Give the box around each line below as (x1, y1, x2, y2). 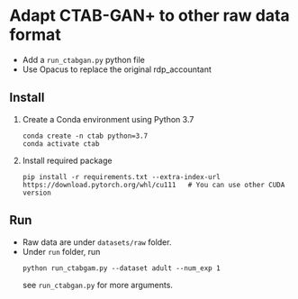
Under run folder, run (22, 246, 101, 257)
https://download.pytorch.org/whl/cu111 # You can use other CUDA (22, 180, 285, 189)
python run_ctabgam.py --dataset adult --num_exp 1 (22, 263, 221, 273)
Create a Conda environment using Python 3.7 (22, 113, 194, 124)
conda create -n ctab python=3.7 (22, 131, 149, 140)
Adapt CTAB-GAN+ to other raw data (9, 5, 290, 26)
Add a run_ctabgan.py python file (22, 54, 146, 65)
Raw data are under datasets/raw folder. (22, 236, 172, 248)
